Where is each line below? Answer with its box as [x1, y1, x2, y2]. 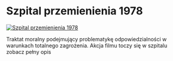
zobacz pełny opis [6, 48, 51, 55]
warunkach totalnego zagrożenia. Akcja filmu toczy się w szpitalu [6, 42, 168, 49]
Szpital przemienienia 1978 [6, 4, 143, 18]
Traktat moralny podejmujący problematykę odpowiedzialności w [6, 35, 167, 42]
